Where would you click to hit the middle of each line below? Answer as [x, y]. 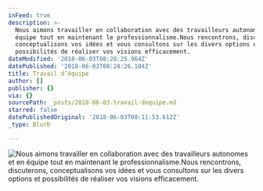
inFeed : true [29, 15]
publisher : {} [31, 88]
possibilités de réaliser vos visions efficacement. [103, 52]
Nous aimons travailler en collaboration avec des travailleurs [122, 30]
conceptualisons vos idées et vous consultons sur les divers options [133, 45]
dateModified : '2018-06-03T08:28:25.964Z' [78, 59]
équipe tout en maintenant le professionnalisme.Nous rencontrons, [128, 37]
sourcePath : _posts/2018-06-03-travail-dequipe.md [92, 103]
